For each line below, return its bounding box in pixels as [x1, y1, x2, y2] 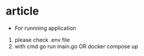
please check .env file [14, 36, 70, 43]
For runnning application [14, 24, 77, 32]
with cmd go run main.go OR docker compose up [14, 43, 139, 50]
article [5, 4, 39, 18]
